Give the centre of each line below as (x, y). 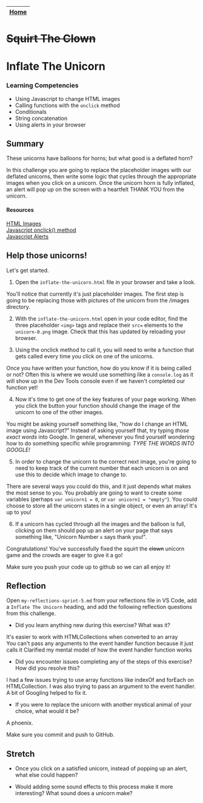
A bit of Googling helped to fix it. (47, 693)
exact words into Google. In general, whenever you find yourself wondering (101, 437)
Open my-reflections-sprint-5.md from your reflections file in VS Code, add (101, 600)
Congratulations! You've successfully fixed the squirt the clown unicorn (95, 548)
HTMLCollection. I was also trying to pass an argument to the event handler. (101, 686)
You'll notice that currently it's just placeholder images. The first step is (95, 294)
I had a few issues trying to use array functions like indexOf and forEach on (100, 680)
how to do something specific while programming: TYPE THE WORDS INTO (100, 443)
